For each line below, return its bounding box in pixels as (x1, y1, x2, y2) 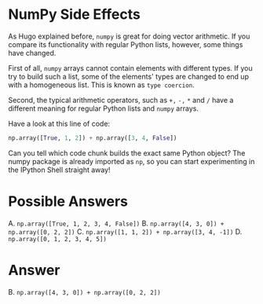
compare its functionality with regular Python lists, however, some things (8, 39, 243, 49)
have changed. (8, 48, 57, 57)
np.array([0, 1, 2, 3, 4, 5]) (8, 235, 108, 243)
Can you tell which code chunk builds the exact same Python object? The (8, 148, 246, 158)
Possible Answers (8, 192, 128, 210)
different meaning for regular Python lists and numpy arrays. (8, 104, 199, 113)
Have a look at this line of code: (8, 119, 111, 128)
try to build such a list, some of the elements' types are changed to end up (8, 71, 250, 81)
